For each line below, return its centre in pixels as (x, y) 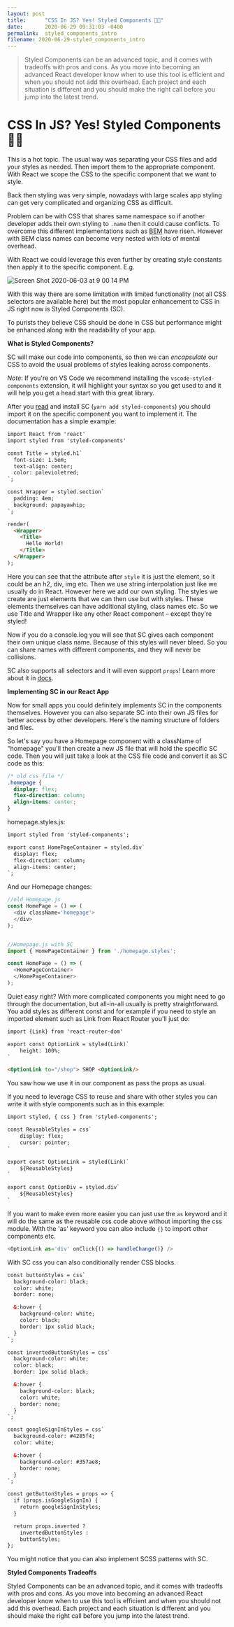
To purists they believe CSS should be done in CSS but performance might (115, 323)
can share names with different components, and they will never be (104, 649)
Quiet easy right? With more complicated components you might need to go (116, 996)
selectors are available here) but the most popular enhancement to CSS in (114, 302)
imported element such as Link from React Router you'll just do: (98, 1018)
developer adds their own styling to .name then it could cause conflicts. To (114, 224)
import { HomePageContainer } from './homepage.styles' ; (92, 951)
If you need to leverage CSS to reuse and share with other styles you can (112, 1097)
